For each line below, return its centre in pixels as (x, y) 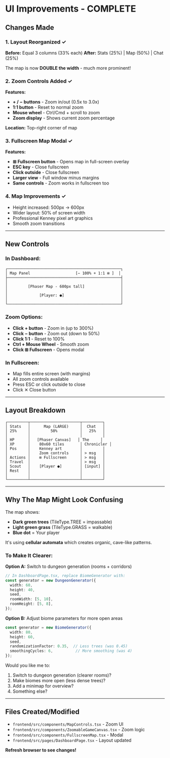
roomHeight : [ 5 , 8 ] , (31, 604)
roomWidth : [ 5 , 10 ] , (31, 599)
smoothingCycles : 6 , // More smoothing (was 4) (71, 651)
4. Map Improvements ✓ (36, 196)
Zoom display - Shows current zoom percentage (63, 118)
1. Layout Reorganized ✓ (36, 42)
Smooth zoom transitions (38, 224)
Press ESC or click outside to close (49, 384)
